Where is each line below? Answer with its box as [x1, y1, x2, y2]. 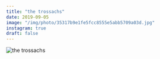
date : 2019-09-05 [6, 14, 49, 20]
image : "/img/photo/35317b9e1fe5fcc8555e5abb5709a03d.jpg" [6, 19, 155, 25]
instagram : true [6, 25, 46, 31]
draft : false [6, 31, 39, 37]
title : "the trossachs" [6, 8, 65, 15]
